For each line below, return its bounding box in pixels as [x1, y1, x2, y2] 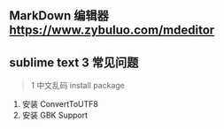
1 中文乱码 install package [30, 80, 126, 91]
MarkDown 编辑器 [9, 8, 109, 24]
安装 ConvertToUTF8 [21, 99, 99, 110]
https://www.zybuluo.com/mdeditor [9, 23, 215, 38]
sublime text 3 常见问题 [9, 55, 139, 70]
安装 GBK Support [21, 110, 89, 121]
